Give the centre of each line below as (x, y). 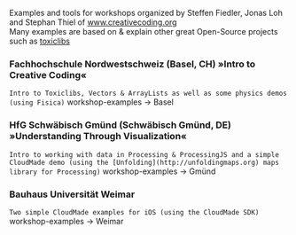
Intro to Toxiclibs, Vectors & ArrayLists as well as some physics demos (148, 94)
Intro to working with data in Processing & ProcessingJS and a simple (144, 154)
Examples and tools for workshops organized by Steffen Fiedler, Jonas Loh (146, 13)
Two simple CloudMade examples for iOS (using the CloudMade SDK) (134, 212)
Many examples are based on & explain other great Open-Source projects (144, 31)
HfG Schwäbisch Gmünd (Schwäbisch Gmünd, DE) (121, 125)
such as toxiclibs (40, 41)
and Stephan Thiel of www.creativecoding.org (93, 22)
